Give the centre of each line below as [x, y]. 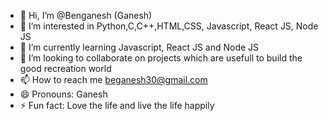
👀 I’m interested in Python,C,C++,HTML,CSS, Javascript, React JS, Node [169, 26]
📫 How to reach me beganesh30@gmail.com [113, 79]
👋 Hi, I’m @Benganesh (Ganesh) [86, 15]
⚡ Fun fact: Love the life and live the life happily [117, 105]
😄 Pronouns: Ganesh [63, 94]
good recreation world [65, 68]
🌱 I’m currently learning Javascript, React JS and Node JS [139, 47]
